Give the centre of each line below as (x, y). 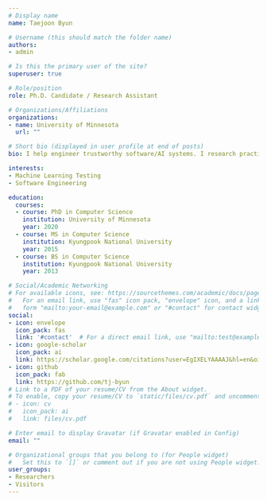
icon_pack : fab (41, 375)
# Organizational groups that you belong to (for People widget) (118, 455)
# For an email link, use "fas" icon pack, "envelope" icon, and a (126, 301)
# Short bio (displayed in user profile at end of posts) (106, 147)
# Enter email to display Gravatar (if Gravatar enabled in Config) (124, 433)
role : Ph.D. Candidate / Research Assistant (83, 95)
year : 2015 (41, 249)
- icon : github (33, 367)
